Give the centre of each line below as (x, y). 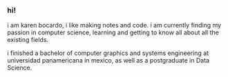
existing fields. (28, 40)
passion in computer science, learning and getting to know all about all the (113, 32)
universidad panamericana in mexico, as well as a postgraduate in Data (108, 60)
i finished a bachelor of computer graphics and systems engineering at (108, 53)
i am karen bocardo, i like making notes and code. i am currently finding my (114, 25)
